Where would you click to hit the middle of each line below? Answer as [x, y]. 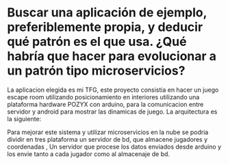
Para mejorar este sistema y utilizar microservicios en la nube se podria [108, 132]
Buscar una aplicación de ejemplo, [107, 13]
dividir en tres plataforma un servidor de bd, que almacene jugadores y [107, 139]
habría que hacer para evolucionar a [112, 56]
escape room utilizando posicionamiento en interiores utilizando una [103, 97]
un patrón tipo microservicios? [96, 71]
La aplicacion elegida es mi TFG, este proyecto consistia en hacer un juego [113, 90]
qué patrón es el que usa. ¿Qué [97, 42]
